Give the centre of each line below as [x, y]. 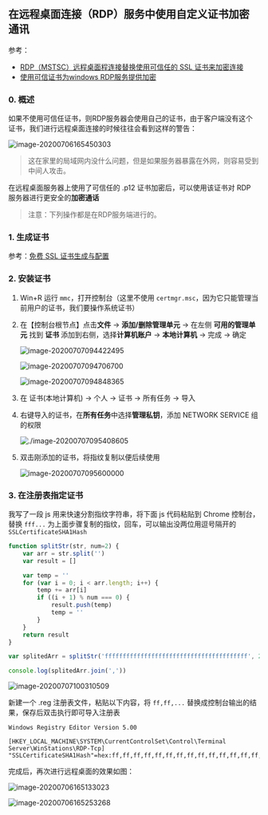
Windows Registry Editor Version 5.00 [73, 728]
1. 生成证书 [29, 238]
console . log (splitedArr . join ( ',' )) [67, 671]
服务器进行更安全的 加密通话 [54, 198]
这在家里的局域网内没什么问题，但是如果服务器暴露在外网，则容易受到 [143, 161]
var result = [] [50, 561]
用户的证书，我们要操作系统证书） [83, 307]
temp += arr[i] [62, 590]
